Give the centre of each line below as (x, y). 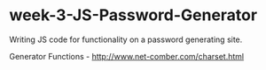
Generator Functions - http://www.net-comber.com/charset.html (127, 56)
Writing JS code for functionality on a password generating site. (126, 39)
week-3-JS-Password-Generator (133, 15)
